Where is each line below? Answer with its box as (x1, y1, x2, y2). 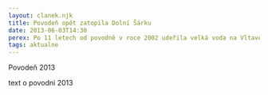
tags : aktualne (8, 41, 59, 49)
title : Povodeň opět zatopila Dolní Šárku (8, 19, 152, 27)
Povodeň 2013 (8, 63, 56, 72)
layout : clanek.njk (8, 11, 73, 20)
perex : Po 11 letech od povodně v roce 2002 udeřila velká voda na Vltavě (8, 33, 262, 42)
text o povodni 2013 (8, 78, 73, 88)
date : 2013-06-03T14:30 (8, 26, 88, 34)
